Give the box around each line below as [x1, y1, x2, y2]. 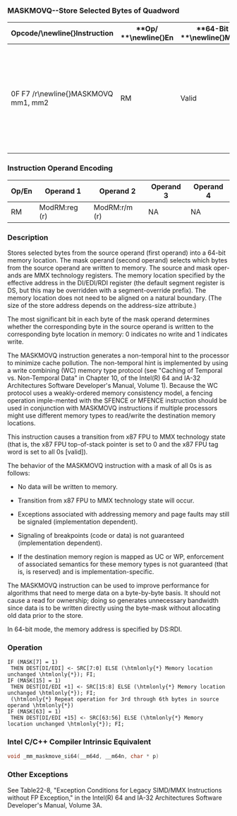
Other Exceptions [7, 770, 68, 780]
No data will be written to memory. [17, 482, 119, 490]
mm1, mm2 [11, 98, 49, 108]
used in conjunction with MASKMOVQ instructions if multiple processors [7, 403, 217, 412]
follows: [7, 469, 30, 477]
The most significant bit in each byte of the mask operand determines [7, 314, 210, 323]
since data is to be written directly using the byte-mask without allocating [7, 604, 221, 612]
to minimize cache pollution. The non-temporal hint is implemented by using [7, 358, 229, 367]
